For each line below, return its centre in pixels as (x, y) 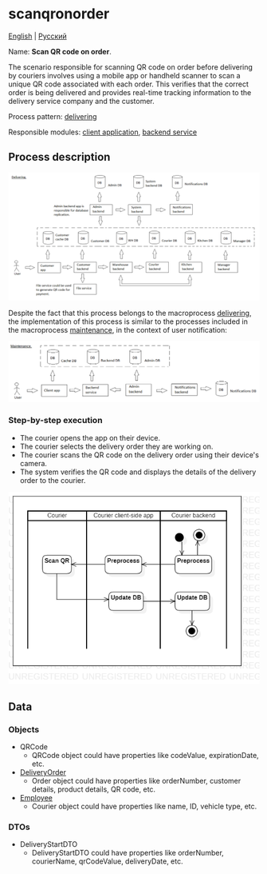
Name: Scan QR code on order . (60, 51)
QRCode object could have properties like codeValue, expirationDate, (145, 755)
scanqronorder (59, 14)
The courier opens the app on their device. (90, 437)
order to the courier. (53, 480)
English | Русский (37, 36)
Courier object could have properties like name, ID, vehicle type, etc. (144, 806)
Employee (36, 797)
